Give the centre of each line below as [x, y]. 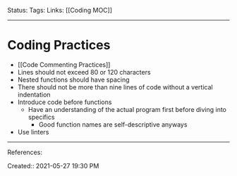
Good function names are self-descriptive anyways [113, 124]
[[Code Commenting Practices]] [64, 64]
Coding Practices [59, 45]
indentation [34, 94]
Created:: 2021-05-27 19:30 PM [53, 165]
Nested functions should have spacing [73, 80]
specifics [41, 117]
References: [25, 152]
